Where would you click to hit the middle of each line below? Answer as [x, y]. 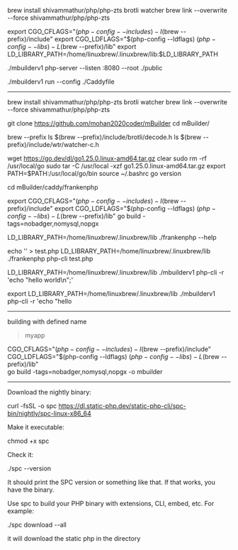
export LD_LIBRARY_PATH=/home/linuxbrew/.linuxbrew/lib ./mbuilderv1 [112, 293]
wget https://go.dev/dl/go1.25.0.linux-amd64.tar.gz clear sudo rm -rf [107, 158]
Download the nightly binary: [50, 392]
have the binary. [31, 490]
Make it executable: [36, 427]
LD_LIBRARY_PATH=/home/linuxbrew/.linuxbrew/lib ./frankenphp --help [112, 237]
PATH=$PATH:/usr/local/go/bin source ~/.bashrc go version [95, 174]
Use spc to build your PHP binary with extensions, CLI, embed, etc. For [111, 504]
